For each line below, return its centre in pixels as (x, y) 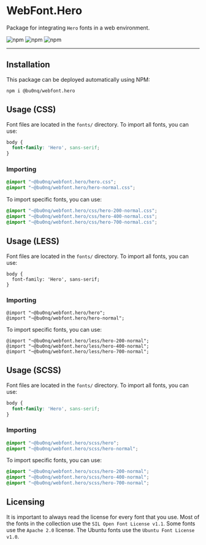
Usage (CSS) (31, 110)
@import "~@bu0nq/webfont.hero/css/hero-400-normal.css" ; (82, 217)
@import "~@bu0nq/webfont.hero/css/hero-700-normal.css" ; (82, 222)
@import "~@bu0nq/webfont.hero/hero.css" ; (61, 182)
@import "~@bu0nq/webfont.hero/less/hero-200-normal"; (78, 341)
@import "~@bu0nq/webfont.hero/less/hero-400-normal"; (78, 346)
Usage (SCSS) (34, 370)
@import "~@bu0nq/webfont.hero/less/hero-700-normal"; (78, 351)
